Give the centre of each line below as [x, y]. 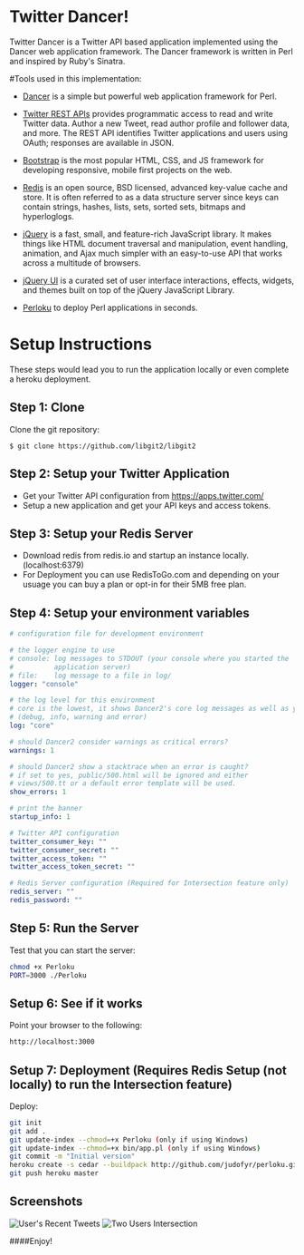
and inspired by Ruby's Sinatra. [67, 61]
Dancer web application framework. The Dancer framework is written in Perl [152, 51]
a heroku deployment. [50, 379]
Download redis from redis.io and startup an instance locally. [135, 556]
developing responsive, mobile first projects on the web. [127, 170]
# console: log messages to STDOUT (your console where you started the [149, 658]
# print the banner [46, 809]
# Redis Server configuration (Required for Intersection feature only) [149, 883]
